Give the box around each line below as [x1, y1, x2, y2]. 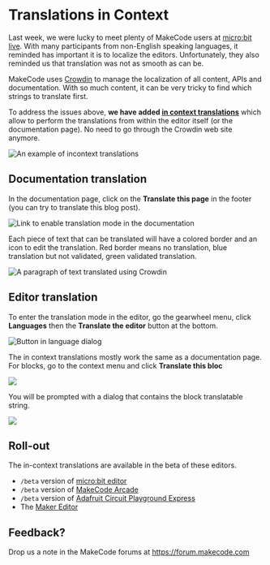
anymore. [8, 132, 41, 143]
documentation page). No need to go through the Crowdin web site [8, 124, 233, 134]
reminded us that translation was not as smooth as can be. [8, 58, 204, 68]
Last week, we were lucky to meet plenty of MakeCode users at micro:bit [8, 32, 253, 42]
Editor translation [8, 291, 98, 304]
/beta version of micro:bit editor [19, 477, 127, 486]
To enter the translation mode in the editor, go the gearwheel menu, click [8, 312, 251, 321]
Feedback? [8, 525, 66, 539]
